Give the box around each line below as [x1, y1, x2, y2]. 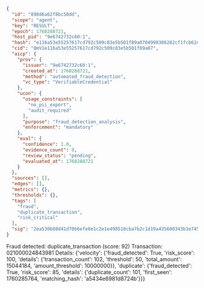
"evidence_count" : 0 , [22, 146, 78, 153]
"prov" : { [17, 57, 42, 63]
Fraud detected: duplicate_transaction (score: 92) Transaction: [6, 242, 163, 250]
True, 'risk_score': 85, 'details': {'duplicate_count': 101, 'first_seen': [6, 268, 173, 276]
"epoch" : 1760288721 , [12, 28, 67, 35]
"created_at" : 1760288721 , [22, 67, 91, 74]
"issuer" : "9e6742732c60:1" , [22, 62, 97, 68]
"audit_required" [28, 107, 72, 114]
